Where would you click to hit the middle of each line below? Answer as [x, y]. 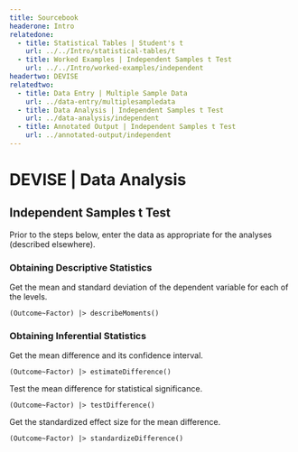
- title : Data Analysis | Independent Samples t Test [121, 110]
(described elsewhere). [53, 244]
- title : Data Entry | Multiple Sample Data [102, 93]
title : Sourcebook [44, 18]
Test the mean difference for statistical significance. [106, 389]
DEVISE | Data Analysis [98, 180]
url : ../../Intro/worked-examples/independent [115, 69]
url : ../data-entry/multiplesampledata [101, 101]
